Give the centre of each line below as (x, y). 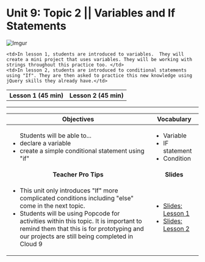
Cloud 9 (31, 244)
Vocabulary (174, 119)
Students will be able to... (56, 136)
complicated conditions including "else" (77, 198)
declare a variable (45, 144)
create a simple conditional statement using (82, 151)
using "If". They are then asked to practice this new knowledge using (99, 75)
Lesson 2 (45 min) (96, 95)
